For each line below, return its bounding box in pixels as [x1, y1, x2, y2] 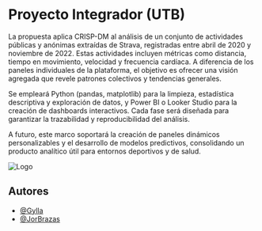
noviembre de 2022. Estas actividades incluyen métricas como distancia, [8, 48, 247, 58]
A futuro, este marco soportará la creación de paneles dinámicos [8, 129, 220, 139]
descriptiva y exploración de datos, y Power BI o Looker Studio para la [8, 97, 237, 107]
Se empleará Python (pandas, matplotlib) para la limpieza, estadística [8, 89, 234, 98]
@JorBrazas [19, 214, 61, 223]
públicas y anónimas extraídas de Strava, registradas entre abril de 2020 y [8, 40, 252, 49]
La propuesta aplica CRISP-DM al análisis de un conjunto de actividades [8, 32, 244, 41]
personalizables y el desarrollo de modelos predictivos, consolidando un [8, 138, 245, 147]
